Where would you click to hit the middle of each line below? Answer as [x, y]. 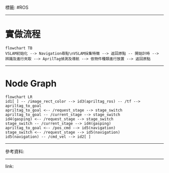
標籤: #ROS [17, 7]
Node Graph [31, 83]
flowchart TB [19, 48]
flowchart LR [19, 97]
